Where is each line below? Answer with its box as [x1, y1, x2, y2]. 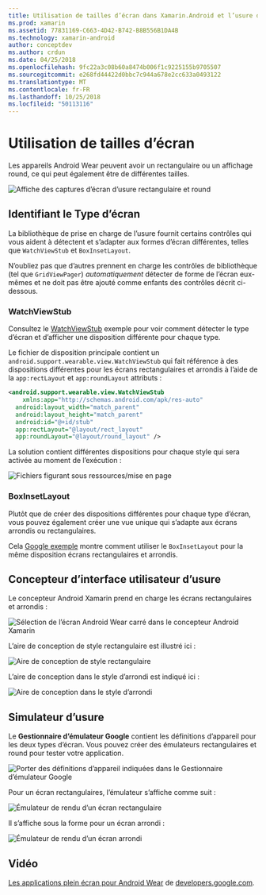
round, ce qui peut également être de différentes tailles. [8, 169, 190, 179]
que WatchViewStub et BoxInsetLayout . [8, 245, 131, 255]
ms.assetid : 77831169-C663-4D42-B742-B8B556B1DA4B [8, 26, 179, 34]
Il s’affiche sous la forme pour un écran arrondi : [8, 819, 165, 828]
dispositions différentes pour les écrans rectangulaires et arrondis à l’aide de [8, 365, 258, 374]
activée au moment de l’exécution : [8, 456, 122, 465]
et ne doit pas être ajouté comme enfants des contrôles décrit [34, 277, 236, 287]
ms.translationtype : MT [8, 78, 87, 86]
